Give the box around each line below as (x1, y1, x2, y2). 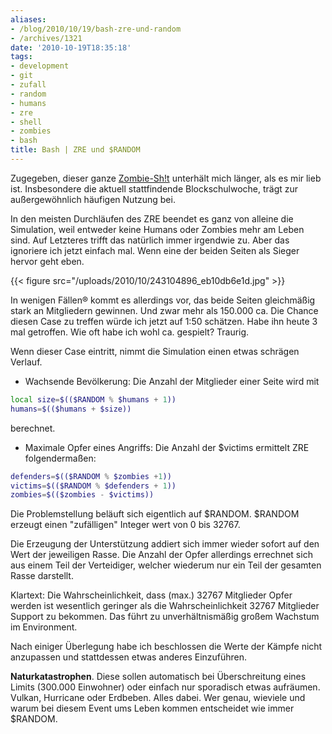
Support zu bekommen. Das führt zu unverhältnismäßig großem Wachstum (10, 611, 320, 623)
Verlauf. (10, 356, 43, 368)
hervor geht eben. (10, 255, 85, 267)
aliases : (10, 14, 47, 25)
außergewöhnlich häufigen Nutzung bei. (10, 193, 176, 205)
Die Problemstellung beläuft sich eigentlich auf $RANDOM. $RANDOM (10, 508, 300, 520)
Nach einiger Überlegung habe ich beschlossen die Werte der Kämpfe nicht (10, 641, 323, 653)
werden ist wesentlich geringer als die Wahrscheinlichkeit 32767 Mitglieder (10, 600, 320, 612)
